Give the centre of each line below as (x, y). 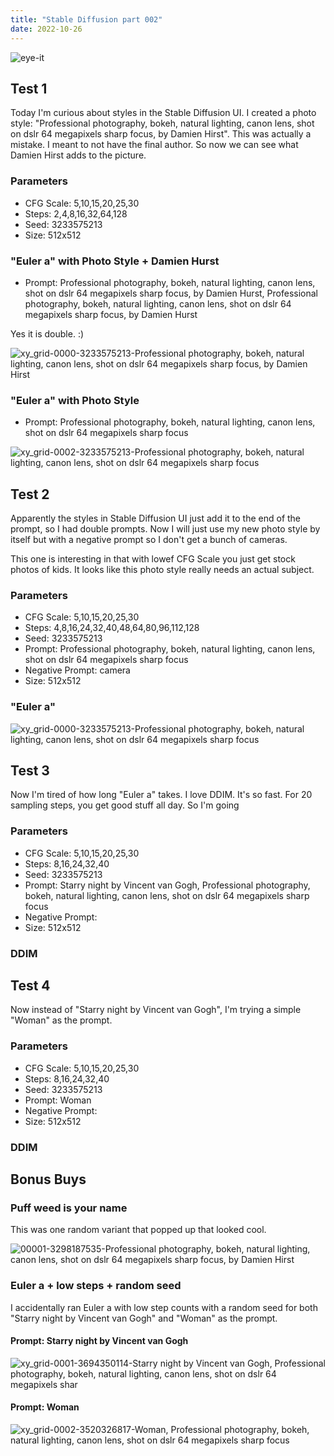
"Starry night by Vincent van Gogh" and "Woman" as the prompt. (144, 1318)
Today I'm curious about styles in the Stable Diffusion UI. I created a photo (163, 113)
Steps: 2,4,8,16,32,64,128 (76, 213)
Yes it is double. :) (47, 333)
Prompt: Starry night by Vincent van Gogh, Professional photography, (167, 885)
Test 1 (29, 88)
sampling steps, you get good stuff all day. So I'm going (125, 805)
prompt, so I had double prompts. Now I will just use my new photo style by (165, 529)
